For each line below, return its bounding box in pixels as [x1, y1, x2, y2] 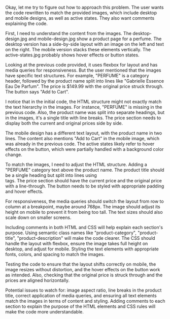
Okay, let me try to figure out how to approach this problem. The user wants [5, 5, 164, 10]
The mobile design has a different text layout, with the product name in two [5, 130, 162, 136]
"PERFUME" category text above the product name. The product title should [5, 167, 164, 173]
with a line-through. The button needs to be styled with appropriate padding [5, 183, 164, 189]
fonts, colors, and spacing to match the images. [5, 251, 105, 257]
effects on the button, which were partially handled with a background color [5, 146, 164, 152]
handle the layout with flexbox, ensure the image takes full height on [5, 241, 148, 246]
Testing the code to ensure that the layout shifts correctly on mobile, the [5, 261, 156, 267]
